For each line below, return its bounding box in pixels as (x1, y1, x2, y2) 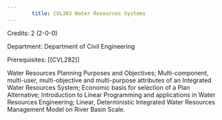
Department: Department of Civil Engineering (7, 42, 135, 50)
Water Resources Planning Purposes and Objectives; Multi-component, (7, 69, 209, 77)
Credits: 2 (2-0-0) (7, 29, 58, 37)
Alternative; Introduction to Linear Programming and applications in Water (7, 91, 216, 99)
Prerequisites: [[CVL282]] (7, 56, 80, 64)
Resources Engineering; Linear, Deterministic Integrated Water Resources (7, 97, 215, 106)
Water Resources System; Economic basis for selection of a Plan (7, 83, 190, 91)
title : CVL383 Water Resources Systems (32, 10, 146, 17)
